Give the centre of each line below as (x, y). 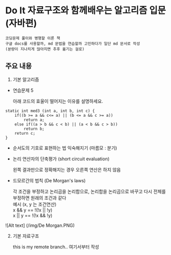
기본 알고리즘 (26, 79)
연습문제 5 (23, 90)
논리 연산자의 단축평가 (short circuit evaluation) (61, 159)
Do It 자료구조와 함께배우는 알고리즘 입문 (86, 10)
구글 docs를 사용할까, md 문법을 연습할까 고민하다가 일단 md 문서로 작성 (73, 44)
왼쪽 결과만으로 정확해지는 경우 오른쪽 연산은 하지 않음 (67, 169)
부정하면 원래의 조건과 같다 (39, 198)
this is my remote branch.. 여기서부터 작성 (56, 247)
